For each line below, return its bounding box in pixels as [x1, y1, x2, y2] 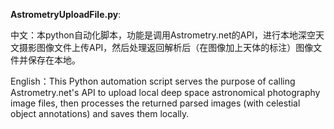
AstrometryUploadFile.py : [10, 9, 122, 20]
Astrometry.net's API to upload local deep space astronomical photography [10, 87, 321, 98]
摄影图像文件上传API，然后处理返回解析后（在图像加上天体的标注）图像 [18, 42, 314, 53]
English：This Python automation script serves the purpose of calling [10, 75, 296, 87]
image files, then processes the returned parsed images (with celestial [10, 97, 301, 109]
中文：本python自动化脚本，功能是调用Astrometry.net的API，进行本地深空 [10, 29, 317, 41]
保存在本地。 [27, 54, 81, 66]
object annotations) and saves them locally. [10, 108, 190, 119]
